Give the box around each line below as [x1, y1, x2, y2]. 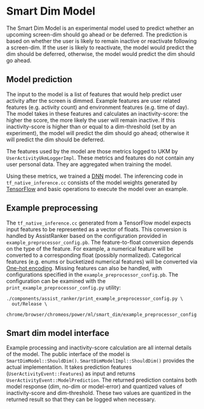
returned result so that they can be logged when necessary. [6, 396, 156, 403]
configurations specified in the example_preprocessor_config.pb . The [6, 271, 178, 278]
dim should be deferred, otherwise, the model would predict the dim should [6, 50, 195, 57]
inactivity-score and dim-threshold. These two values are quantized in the [6, 390, 191, 397]
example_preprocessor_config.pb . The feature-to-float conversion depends [6, 239, 194, 246]
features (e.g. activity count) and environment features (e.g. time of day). [6, 103, 189, 111]
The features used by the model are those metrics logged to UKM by [6, 147, 178, 155]
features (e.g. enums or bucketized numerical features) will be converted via [6, 257, 198, 265]
